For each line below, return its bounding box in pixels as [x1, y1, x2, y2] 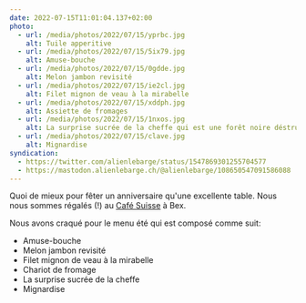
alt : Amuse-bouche [25, 56, 96, 65]
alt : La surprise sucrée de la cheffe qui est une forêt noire [25, 124, 271, 133]
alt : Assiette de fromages [25, 106, 128, 116]
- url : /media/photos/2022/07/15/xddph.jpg [17, 97, 185, 107]
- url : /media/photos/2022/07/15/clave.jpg [17, 132, 185, 141]
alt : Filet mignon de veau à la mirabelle [25, 89, 189, 98]
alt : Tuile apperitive [25, 38, 112, 48]
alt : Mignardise [25, 140, 88, 149]
